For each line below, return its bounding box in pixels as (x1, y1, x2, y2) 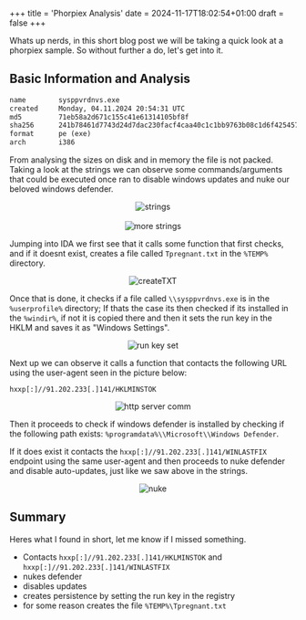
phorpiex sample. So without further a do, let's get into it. (9, 45, 224, 56)
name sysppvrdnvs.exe (9, 95, 120, 104)
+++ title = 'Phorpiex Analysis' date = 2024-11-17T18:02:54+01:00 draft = (9, 8, 284, 18)
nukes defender (22, 571, 83, 582)
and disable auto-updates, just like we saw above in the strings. (9, 466, 249, 477)
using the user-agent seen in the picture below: (9, 367, 188, 378)
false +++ (9, 17, 46, 28)
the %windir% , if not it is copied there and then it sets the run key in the (9, 312, 273, 323)
